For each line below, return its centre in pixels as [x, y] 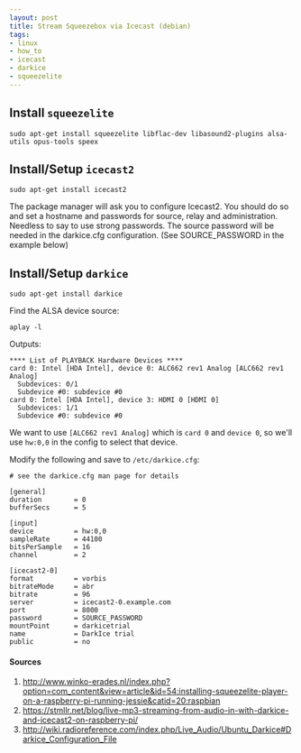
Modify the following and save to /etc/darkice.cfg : [105, 460]
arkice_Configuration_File [69, 739]
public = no [50, 642]
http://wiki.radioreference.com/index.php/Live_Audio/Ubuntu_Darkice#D [157, 730]
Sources [26, 661]
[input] [24, 524]
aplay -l [26, 327]
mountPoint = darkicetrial [70, 626]
